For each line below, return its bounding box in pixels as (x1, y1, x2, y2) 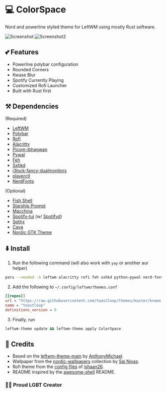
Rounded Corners (12, 66, 49, 72)
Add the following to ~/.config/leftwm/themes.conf (12, 284, 118, 290)
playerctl (12, 173, 31, 179)
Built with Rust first (12, 88, 51, 94)
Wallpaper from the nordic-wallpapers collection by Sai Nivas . (12, 359, 140, 365)
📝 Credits (5, 340, 35, 349)
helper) (12, 265, 27, 271)
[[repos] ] (5, 294, 26, 299)
